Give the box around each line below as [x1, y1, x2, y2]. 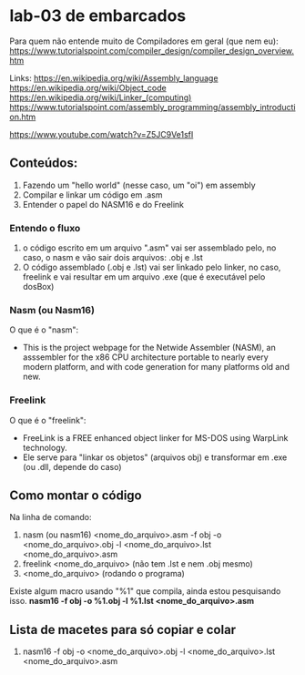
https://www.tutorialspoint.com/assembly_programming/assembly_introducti [9, 101, 296, 112]
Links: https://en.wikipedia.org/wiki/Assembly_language [9, 72, 219, 83]
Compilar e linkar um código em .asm [22, 189, 163, 200]
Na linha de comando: [9, 512, 92, 523]
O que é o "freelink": [9, 414, 86, 425]
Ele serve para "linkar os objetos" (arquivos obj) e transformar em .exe [22, 452, 288, 463]
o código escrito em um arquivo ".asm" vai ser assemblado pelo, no [22, 242, 277, 253]
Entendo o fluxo [9, 221, 81, 234]
